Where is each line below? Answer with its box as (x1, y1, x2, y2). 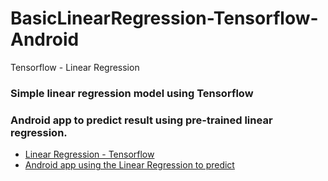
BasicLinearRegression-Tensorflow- (10, 7, 319, 30)
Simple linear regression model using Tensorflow (10, 86, 254, 100)
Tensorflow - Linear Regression (10, 61, 140, 73)
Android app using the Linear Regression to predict (24, 159, 235, 171)
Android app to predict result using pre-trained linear (10, 113, 273, 127)
